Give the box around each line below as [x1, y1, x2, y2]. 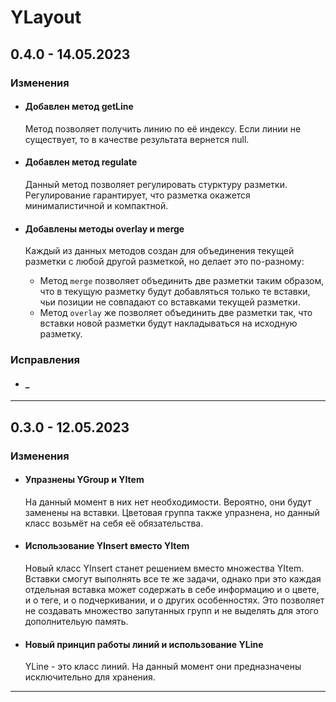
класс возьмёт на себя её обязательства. [24, 517, 204, 529]
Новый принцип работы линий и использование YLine [24, 638, 264, 650]
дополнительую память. [24, 615, 129, 627]
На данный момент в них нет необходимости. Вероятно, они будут [24, 496, 312, 508]
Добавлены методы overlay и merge [24, 222, 185, 235]
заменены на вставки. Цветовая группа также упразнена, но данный [24, 506, 320, 518]
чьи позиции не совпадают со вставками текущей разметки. [39, 296, 301, 308]
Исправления [10, 353, 80, 367]
